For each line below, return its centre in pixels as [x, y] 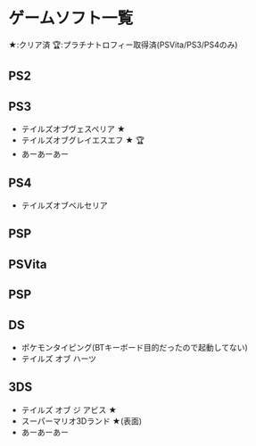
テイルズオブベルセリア [64, 205]
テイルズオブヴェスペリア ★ [73, 129]
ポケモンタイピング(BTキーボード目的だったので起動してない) [134, 347]
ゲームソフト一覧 [71, 18]
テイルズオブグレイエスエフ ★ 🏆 [83, 140]
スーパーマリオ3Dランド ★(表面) [82, 421]
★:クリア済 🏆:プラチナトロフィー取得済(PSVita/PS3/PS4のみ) [123, 45]
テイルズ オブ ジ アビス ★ [69, 409]
